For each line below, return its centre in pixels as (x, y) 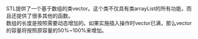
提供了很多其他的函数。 (45, 16)
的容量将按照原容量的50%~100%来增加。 (57, 30)
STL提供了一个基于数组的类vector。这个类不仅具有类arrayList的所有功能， (96, 8)
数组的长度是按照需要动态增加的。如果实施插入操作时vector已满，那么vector (99, 23)
